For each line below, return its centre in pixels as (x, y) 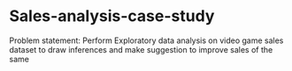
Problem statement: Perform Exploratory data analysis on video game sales (146, 40)
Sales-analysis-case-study (112, 16)
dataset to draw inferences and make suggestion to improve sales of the (141, 49)
